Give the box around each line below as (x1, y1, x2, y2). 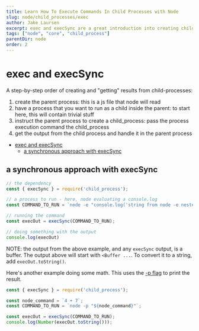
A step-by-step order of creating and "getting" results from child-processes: (6, 86, 193, 94)
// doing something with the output (6, 229, 97, 234)
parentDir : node (6, 36, 46, 42)
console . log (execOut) (6, 234, 60, 240)
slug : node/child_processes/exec (6, 14, 89, 20)
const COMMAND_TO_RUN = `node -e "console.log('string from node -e (6, 202, 179, 208)
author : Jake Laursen (6, 20, 60, 25)
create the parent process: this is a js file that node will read (14, 98, 161, 105)
